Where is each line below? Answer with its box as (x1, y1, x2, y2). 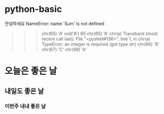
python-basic (4, 3, 62, 15)
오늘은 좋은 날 (4, 66, 57, 77)
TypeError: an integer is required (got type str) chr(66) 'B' (41, 41, 160, 47)
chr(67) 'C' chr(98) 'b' (41, 46, 87, 52)
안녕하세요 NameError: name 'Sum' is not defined (4, 20, 105, 26)
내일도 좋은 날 (4, 87, 44, 95)
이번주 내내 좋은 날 (4, 103, 46, 110)
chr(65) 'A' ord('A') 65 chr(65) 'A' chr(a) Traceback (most (41, 30, 158, 36)
